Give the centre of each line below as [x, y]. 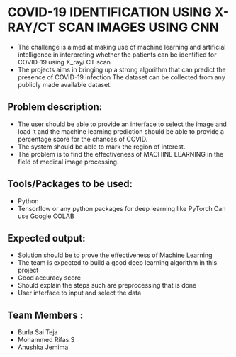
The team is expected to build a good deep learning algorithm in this [117, 263]
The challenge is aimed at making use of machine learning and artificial [122, 47]
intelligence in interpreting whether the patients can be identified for [117, 55]
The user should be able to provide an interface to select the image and [122, 124]
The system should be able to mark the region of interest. [101, 147]
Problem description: [55, 107]
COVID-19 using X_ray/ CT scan [64, 62]
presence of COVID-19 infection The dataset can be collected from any [121, 77]
